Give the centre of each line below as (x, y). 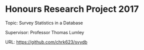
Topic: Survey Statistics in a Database (44, 23)
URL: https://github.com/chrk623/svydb (46, 42)
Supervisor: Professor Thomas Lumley (45, 32)
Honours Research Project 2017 (72, 9)
